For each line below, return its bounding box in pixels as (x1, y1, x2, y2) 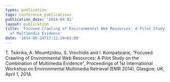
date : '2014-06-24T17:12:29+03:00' (5, 36, 81, 41)
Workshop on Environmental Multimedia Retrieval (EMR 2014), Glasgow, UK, (5, 65, 165, 71)
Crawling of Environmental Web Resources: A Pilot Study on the (5, 55, 139, 61)
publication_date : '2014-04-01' (5, 17, 74, 22)
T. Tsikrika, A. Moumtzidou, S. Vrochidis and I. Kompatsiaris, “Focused (5, 49, 153, 56)
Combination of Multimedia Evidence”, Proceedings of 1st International (5, 60, 153, 66)
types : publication (5, 7, 47, 13)
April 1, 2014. (5, 71, 32, 77)
